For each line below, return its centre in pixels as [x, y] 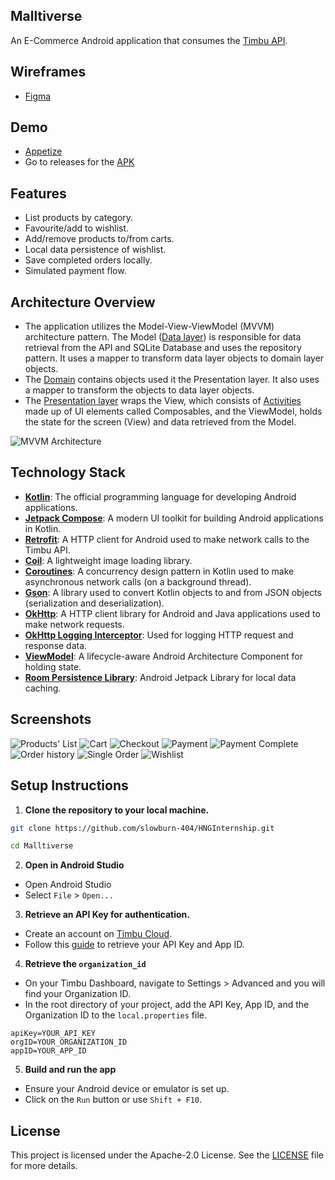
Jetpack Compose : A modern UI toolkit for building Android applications [174, 518]
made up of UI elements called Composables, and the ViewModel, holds [173, 411]
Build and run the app [70, 1070]
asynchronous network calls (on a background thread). [138, 581]
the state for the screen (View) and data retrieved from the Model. [160, 422]
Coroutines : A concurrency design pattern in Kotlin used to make [159, 571]
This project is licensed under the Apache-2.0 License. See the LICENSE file [167, 1155]
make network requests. [74, 624]
